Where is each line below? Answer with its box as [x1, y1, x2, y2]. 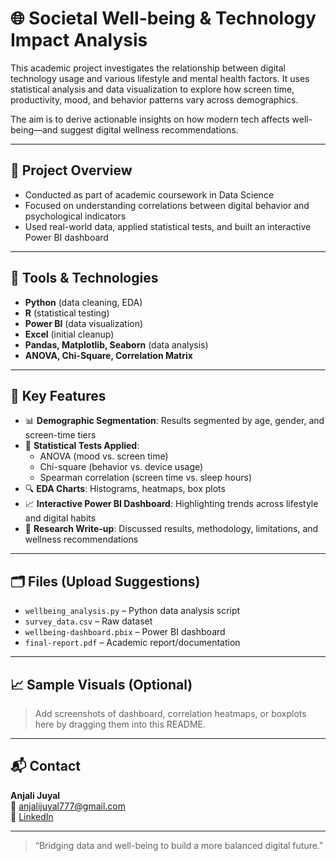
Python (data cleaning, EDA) [24, 296, 143, 308]
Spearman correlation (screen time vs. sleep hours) [39, 472, 252, 484]
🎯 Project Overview [10, 162, 133, 179]
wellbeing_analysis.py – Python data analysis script [24, 605, 241, 617]
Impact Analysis [10, 29, 148, 52]
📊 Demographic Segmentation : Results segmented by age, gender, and [24, 415, 325, 427]
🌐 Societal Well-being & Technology [10, 7, 317, 30]
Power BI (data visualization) [24, 317, 144, 329]
